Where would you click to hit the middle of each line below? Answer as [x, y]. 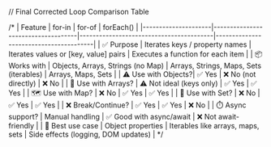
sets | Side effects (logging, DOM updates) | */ [86, 134]
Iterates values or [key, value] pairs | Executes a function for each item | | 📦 [135, 54]
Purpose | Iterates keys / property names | [181, 44]
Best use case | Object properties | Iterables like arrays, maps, [155, 126]
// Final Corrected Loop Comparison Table [79, 12]
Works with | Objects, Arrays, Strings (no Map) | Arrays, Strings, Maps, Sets [135, 65]
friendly [22, 126]
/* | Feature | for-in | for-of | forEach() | [74, 27]
